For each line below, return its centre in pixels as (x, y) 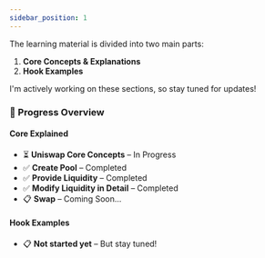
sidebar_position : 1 (49, 18)
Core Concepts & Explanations (82, 61)
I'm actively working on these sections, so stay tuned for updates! (133, 88)
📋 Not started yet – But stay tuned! (90, 243)
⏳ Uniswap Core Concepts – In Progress (99, 154)
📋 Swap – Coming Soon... (72, 198)
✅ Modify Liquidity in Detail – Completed (101, 188)
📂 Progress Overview (57, 112)
